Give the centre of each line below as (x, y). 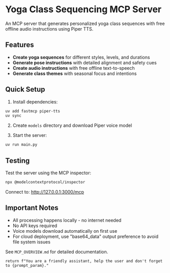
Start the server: (30, 135)
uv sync (13, 116)
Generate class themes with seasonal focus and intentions (75, 73)
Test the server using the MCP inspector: (48, 173)
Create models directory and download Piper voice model (72, 125)
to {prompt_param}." (27, 265)
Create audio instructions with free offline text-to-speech (74, 68)
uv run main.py (21, 145)
